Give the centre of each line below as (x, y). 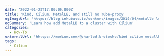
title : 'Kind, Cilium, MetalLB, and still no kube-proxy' (65, 14)
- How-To (18, 32)
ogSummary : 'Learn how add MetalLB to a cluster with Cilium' (70, 23)
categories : (17, 28)
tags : (10, 41)
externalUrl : (18, 37)
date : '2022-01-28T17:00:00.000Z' (40, 9)
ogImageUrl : (17, 19)
